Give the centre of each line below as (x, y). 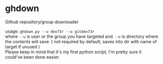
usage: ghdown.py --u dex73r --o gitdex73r (50, 31)
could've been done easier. (33, 57)
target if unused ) (23, 47)
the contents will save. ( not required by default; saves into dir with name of (81, 41)
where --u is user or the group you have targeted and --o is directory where (82, 36)
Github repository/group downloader (42, 22)
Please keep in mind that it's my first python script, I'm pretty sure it (73, 52)
